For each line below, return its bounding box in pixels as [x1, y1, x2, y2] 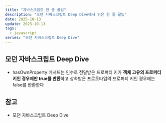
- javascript [9, 30, 37, 35]
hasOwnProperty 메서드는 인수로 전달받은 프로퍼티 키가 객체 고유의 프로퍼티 [12, 69, 162, 75]
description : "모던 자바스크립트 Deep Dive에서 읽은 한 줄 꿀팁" [5, 12, 127, 17]
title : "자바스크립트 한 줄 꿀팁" [5, 7, 66, 12]
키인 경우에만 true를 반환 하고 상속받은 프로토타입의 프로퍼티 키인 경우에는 [12, 75, 156, 81]
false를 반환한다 [12, 81, 44, 87]
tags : [5, 26, 16, 31]
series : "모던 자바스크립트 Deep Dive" [5, 35, 80, 40]
